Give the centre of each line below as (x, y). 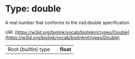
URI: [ (11, 32)
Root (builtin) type (29, 49)
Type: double (33, 9)
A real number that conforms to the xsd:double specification (67, 22)
